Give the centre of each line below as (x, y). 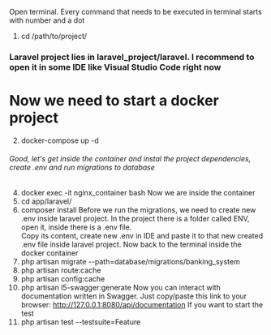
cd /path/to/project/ (54, 36)
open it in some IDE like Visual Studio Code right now (115, 67)
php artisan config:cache (63, 279)
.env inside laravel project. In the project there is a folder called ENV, (135, 219)
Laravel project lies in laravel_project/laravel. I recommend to (132, 57)
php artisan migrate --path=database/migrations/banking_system (130, 262)
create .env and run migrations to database (82, 167)
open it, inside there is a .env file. (76, 227)
